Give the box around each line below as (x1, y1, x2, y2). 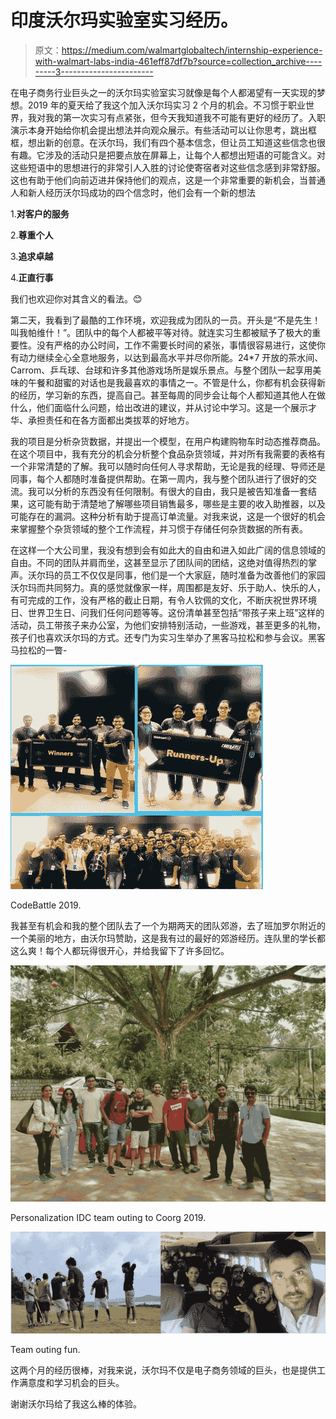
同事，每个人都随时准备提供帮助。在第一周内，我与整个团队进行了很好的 (10, 472, 308, 485)
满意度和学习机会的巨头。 (18, 1376, 125, 1388)
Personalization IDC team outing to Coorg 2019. (10, 1211, 207, 1223)
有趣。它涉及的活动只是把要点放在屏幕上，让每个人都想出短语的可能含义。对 (10, 149, 326, 161)
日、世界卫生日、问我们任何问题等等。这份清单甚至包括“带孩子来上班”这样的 (10, 606, 325, 618)
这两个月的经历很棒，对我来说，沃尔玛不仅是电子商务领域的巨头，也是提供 (10, 1364, 317, 1376)
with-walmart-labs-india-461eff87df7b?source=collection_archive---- (34, 55, 323, 67)
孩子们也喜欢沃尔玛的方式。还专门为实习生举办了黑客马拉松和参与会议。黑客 (10, 631, 326, 643)
